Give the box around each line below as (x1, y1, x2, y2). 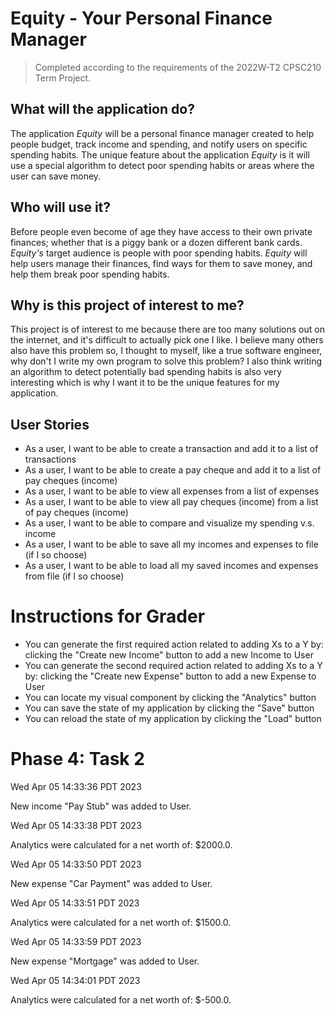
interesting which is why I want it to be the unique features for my (10, 377, 280, 389)
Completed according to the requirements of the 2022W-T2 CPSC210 (34, 61, 322, 73)
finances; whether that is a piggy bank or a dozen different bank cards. (10, 236, 303, 248)
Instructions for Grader (10, 605, 206, 628)
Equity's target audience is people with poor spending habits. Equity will (10, 247, 308, 259)
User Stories (10, 416, 90, 433)
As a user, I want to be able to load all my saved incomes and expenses (24, 560, 319, 572)
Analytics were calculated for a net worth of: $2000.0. (10, 839, 233, 851)
